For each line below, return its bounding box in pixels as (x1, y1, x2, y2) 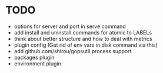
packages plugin (14, 54, 55, 61)
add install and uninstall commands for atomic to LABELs (14, 29, 152, 36)
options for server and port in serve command (14, 23, 126, 30)
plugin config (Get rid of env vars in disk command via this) (14, 41, 158, 48)
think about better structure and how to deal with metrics (14, 35, 152, 42)
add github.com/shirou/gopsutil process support (14, 47, 132, 54)
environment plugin (14, 60, 61, 67)
